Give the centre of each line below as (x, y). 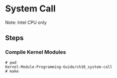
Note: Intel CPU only (26, 22)
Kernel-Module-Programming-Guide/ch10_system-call (59, 67)
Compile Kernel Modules (36, 52)
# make (12, 71)
